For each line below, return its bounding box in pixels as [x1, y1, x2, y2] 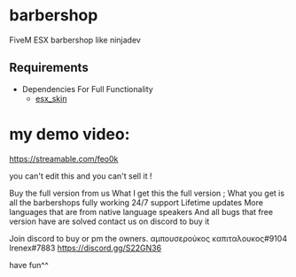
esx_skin [35, 93, 67, 104]
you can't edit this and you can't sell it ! [9, 170, 152, 181]
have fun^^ [9, 259, 49, 270]
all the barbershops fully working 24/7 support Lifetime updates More [9, 196, 264, 208]
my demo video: [9, 124, 130, 144]
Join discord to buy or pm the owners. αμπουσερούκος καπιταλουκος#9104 [9, 233, 288, 243]
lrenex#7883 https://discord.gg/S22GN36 [9, 242, 162, 253]
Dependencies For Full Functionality [21, 83, 153, 94]
